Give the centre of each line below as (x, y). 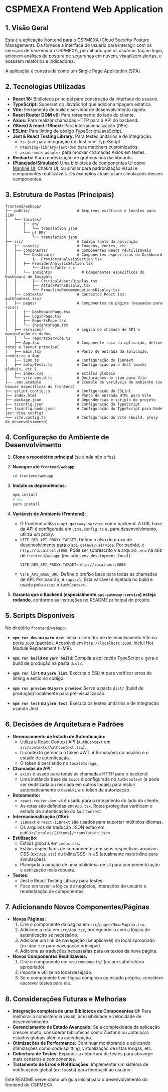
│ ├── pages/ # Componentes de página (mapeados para (84, 303)
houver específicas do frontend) (40, 386)
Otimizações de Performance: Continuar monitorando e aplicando (81, 1043)
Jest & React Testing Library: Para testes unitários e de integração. (82, 136)
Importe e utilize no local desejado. (56, 972)
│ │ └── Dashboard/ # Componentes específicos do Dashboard (84, 255)
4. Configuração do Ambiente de (57, 437)
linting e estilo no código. (38, 678)
